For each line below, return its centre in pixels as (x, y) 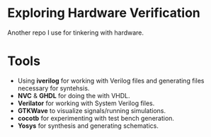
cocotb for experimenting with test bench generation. (96, 118)
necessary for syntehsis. (53, 88)
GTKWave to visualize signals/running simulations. (92, 110)
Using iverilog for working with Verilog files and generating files (111, 81)
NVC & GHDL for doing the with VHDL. (74, 95)
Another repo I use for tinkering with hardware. (75, 32)
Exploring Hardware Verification (104, 13)
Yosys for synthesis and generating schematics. (88, 126)
